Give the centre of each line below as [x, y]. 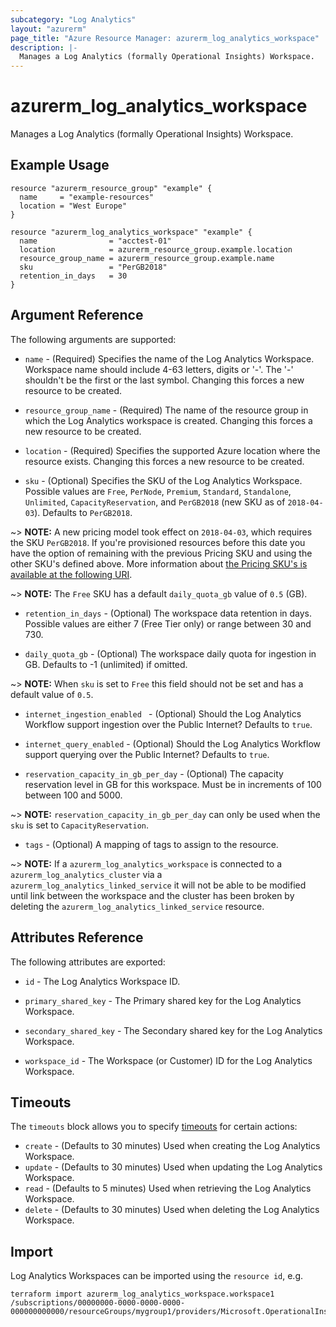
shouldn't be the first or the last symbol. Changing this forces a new [164, 380]
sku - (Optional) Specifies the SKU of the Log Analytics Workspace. [163, 480]
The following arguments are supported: [93, 339]
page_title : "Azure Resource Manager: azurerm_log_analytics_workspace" [165, 38]
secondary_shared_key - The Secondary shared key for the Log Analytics [173, 1030]
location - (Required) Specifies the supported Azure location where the [172, 450]
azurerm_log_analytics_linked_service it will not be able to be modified [158, 885]
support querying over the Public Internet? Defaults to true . [147, 754]
